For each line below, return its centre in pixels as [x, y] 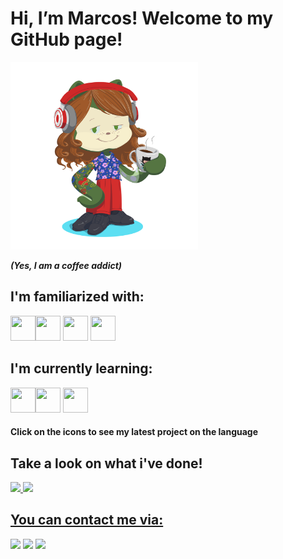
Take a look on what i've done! [106, 463]
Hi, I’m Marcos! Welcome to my [142, 18]
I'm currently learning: [81, 368]
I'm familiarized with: [77, 297]
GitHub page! [66, 39]
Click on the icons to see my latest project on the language [134, 432]
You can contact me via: [87, 520]
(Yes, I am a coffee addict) [66, 265]
